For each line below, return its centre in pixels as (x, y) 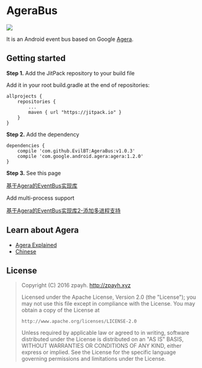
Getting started (36, 58)
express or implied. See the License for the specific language (99, 352)
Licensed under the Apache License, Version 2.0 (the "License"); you (109, 297)
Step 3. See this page (34, 173)
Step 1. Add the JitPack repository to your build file (70, 73)
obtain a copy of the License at (60, 310)
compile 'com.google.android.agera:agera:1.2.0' (80, 156)
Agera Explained (36, 245)
